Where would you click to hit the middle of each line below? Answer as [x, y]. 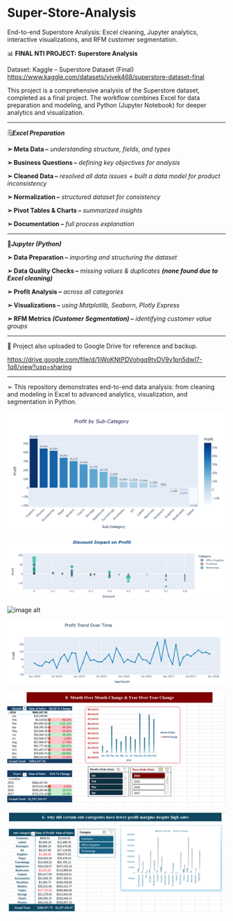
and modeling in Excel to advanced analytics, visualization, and [97, 394]
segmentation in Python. [42, 401]
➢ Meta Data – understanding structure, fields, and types [89, 149]
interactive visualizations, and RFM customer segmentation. [93, 39]
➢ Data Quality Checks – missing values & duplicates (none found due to [113, 271]
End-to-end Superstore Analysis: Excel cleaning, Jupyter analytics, [103, 32]
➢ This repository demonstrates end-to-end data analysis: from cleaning [111, 387]
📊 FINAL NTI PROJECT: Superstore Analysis [72, 53]
